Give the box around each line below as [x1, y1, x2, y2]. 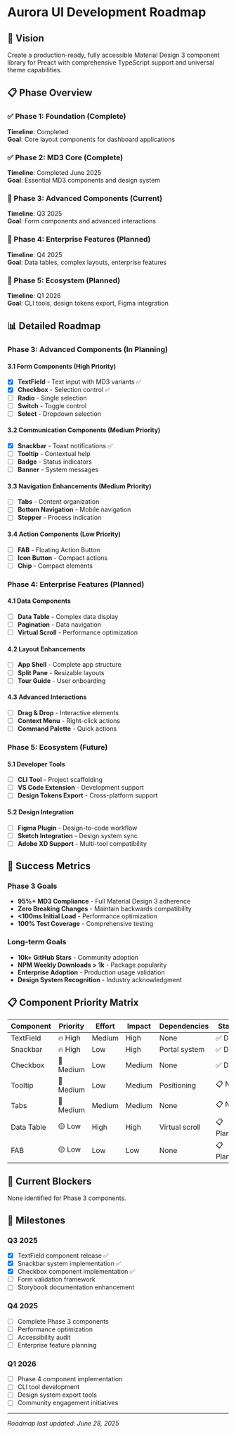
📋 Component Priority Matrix [7, 997, 139, 1009]
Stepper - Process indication [17, 514, 102, 522]
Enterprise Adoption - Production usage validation [17, 967, 165, 977]
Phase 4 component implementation [17, 1375, 123, 1383]
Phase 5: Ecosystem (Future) [7, 742, 108, 752]
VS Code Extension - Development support [17, 783, 144, 792]
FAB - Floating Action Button [17, 545, 100, 554]
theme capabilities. [7, 66, 63, 74]
